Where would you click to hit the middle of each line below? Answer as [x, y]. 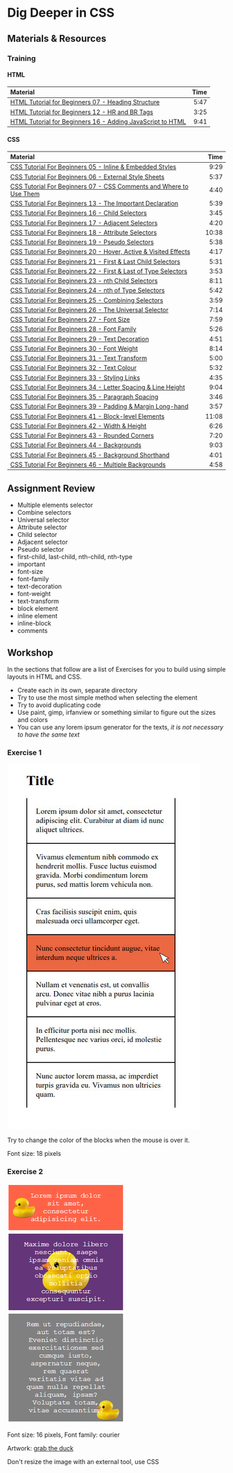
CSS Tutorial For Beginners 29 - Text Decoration [79, 339]
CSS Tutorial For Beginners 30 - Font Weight [74, 348]
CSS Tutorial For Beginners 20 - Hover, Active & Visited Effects [100, 252]
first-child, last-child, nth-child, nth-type [75, 557]
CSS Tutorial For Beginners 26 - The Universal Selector [89, 309]
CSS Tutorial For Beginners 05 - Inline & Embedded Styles [93, 167]
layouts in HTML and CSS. [44, 677]
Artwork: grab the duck [41, 1448]
